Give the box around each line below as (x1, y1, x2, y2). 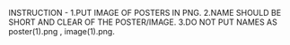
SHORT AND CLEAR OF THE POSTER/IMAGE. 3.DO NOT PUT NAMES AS (8, 17, 277, 27)
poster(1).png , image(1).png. (8, 26, 116, 36)
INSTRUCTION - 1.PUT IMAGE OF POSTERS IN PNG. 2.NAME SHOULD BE (8, 8, 282, 18)
